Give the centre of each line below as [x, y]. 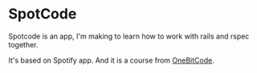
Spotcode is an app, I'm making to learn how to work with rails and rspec [129, 36]
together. [23, 44]
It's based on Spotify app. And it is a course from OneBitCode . [111, 60]
